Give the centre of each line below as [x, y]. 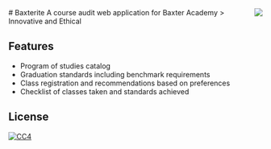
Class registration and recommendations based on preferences [125, 83]
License [29, 117]
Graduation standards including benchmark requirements [115, 74]
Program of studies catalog [65, 66]
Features [31, 46]
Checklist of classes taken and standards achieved [104, 91]
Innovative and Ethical [45, 21]
